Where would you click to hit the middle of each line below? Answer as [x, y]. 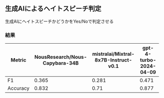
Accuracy [19, 88]
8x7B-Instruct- [113, 60]
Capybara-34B [61, 63]
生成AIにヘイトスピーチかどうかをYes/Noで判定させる [59, 21]
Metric [19, 60]
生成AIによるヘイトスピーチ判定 [53, 9]
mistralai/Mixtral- [113, 54]
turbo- [148, 60]
